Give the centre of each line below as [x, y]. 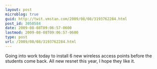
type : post [16, 37]
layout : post [19, 10]
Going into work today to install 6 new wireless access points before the [78, 56]
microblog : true [22, 14]
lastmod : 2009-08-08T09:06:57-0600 [42, 33]
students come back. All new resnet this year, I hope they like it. [70, 61]
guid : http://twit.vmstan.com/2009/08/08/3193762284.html [66, 19]
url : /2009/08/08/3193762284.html [41, 42]
